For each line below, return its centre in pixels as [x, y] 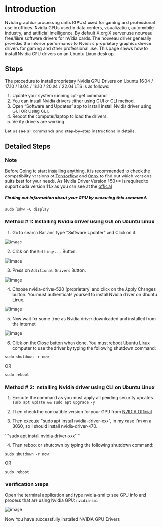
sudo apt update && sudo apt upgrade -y [54, 402]
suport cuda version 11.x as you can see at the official [59, 186]
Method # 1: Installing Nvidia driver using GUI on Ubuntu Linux [80, 222]
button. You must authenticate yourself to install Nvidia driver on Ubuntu [84, 294]
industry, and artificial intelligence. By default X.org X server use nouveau [79, 33]
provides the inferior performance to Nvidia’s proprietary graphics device [78, 43]
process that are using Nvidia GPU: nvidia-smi [52, 500]
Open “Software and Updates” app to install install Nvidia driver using [82, 106]
